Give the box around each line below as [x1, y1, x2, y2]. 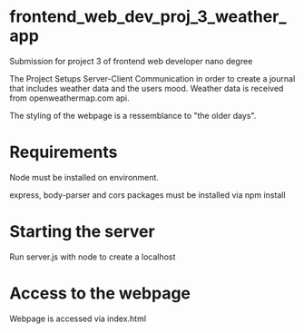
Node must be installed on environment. [9, 171, 159, 182]
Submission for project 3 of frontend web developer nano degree [9, 55, 253, 66]
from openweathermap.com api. [9, 93, 130, 103]
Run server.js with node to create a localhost [9, 251, 176, 262]
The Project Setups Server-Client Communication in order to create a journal [9, 73, 296, 83]
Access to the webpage [9, 283, 191, 303]
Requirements [9, 142, 118, 162]
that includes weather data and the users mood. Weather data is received [9, 83, 284, 93]
